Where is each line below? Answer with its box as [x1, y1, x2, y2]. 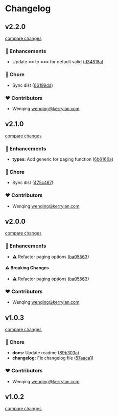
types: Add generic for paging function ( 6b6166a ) [12, 156, 114, 162]
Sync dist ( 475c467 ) [12, 180, 54, 185]
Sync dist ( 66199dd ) [12, 82, 53, 88]
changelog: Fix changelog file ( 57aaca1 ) [12, 355, 94, 361]
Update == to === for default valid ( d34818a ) [12, 59, 104, 65]
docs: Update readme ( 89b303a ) [12, 350, 80, 356]
